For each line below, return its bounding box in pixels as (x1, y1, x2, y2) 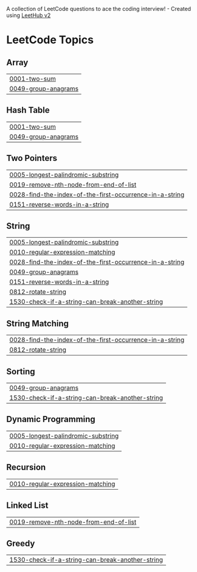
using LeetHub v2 (6, 12, 51, 19)
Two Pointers (6, 153, 58, 163)
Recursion (6, 462, 46, 473)
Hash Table (6, 105, 50, 115)
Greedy (6, 538, 35, 548)
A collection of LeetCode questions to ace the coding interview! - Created (6, 5, 192, 12)
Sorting (6, 366, 35, 377)
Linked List (6, 500, 49, 511)
